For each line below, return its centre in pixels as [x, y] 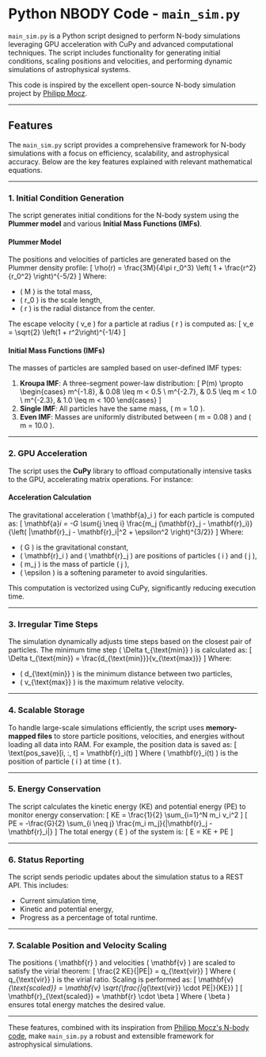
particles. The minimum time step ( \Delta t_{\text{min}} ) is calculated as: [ [130, 650]
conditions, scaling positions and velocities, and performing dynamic [120, 61]
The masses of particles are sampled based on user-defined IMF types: [125, 368]
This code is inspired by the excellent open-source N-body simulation [122, 85]
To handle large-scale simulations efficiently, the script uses [106, 727]
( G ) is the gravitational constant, [74, 547]
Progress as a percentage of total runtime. [89, 917]
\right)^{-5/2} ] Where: [70, 276]
